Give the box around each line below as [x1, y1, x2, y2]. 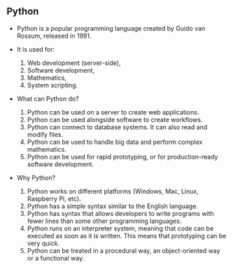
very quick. [27, 239, 60, 247]
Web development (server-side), [27, 59, 121, 67]
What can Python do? [16, 94, 80, 103]
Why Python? [16, 173, 56, 182]
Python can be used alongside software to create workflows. [27, 115, 203, 124]
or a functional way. [27, 254, 85, 262]
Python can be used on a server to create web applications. [27, 108, 199, 116]
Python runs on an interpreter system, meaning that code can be [27, 224, 214, 233]
